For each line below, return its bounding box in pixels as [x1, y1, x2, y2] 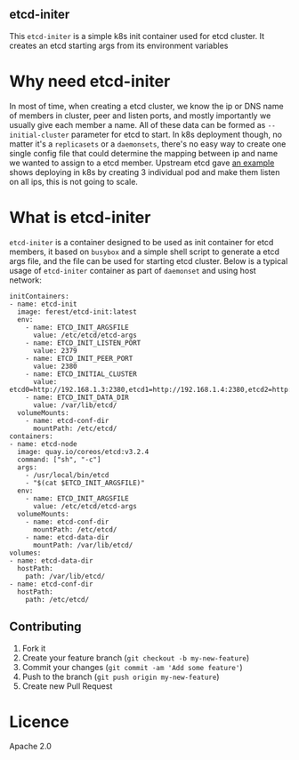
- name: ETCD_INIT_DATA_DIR [25, 393, 129, 402]
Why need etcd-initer [9, 71, 171, 92]
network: [9, 275, 43, 285]
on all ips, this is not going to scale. [9, 176, 138, 187]
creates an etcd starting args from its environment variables [9, 40, 229, 51]
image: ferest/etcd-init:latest [17, 307, 138, 316]
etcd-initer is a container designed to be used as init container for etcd [9, 236, 274, 247]
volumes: [9, 548, 42, 557]
